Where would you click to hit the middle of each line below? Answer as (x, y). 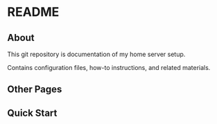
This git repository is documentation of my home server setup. (96, 54)
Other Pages (35, 90)
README (33, 12)
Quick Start (32, 113)
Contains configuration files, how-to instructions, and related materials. (109, 68)
